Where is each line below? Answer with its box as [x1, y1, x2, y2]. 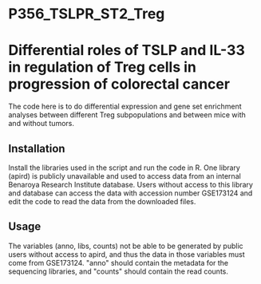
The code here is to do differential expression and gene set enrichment [8, 101, 242, 112]
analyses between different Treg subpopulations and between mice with [8, 110, 246, 120]
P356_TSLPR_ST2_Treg [8, 5, 165, 23]
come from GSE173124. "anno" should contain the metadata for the [8, 258, 229, 267]
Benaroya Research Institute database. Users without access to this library [8, 179, 254, 189]
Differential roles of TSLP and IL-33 [8, 41, 245, 60]
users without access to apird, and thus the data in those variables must [8, 249, 245, 259]
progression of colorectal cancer [8, 75, 230, 93]
